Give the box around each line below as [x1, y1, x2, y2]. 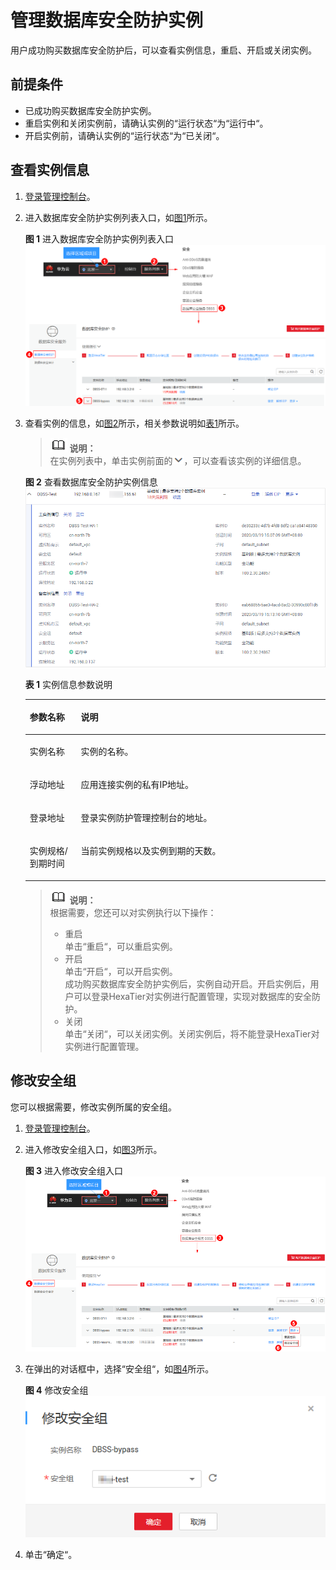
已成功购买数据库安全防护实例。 [24, 104, 157, 116]
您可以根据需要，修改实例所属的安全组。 [10, 1101, 177, 1113]
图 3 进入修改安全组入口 [24, 1164, 124, 1176]
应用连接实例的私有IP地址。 [80, 778, 195, 790]
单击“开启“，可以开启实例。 [64, 965, 178, 977]
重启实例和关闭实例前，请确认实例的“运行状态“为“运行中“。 [24, 117, 269, 129]
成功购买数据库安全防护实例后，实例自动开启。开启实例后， [64, 977, 311, 990]
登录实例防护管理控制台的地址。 [80, 812, 213, 824]
